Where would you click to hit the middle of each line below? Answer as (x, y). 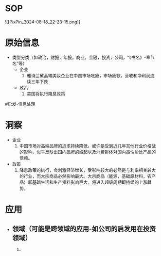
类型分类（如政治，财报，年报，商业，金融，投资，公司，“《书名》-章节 (83, 57)
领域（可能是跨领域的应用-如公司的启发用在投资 (84, 229)
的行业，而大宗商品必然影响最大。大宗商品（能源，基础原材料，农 (85, 176)
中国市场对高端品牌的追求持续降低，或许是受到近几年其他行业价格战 (88, 145)
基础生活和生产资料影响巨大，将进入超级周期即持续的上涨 (90, 182)
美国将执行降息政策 (46, 94)
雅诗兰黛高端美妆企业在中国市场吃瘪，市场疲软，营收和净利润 (89, 75)
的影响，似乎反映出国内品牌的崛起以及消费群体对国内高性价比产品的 (88, 152)
